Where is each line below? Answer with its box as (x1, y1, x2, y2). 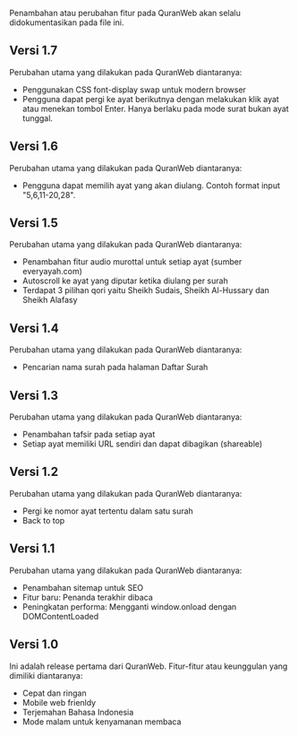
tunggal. (21, 112, 54, 124)
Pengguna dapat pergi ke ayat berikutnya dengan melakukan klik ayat (21, 93, 279, 104)
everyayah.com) (21, 266, 83, 277)
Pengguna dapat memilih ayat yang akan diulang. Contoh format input (21, 179, 280, 191)
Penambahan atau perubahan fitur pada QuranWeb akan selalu (9, 8, 242, 18)
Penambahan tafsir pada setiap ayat (21, 429, 156, 440)
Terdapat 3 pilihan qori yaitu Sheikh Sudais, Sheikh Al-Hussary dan (21, 285, 270, 296)
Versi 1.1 (9, 541, 55, 557)
